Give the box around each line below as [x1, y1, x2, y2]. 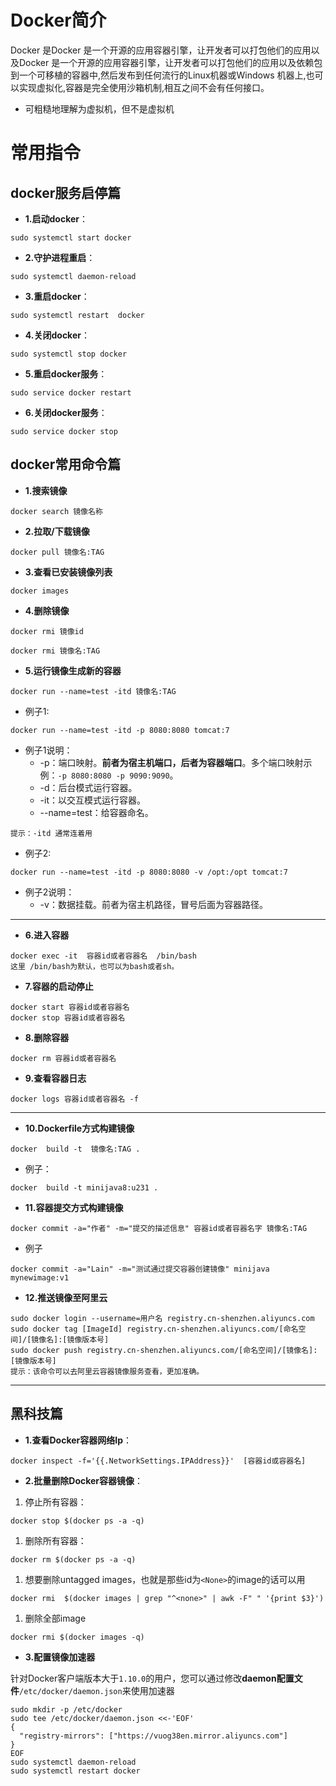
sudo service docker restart [10, 387, 132, 398]
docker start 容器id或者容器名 [10, 1002, 130, 1012]
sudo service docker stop [10, 426, 118, 436]
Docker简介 [10, 9, 107, 32]
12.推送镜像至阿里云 [24, 1291, 108, 1303]
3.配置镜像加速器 [24, 1651, 96, 1663]
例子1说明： [24, 744, 73, 756]
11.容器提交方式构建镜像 [24, 1201, 124, 1213]
